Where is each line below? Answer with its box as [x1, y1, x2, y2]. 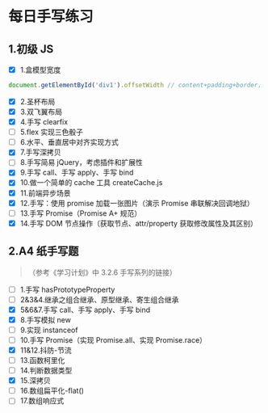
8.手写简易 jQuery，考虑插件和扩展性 [19, 158, 143, 167]
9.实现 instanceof [19, 325, 78, 335]
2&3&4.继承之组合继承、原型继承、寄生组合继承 [19, 294, 179, 304]
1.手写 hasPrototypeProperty [19, 284, 115, 294]
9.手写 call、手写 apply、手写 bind [19, 167, 134, 178]
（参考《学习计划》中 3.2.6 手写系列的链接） [27, 268, 177, 277]
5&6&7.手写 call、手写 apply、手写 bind [19, 305, 151, 314]
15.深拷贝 [19, 376, 51, 386]
